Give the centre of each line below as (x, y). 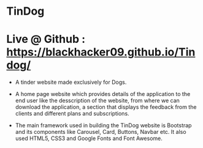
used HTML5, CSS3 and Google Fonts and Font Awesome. (89, 138)
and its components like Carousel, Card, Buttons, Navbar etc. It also (101, 132)
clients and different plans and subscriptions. (72, 114)
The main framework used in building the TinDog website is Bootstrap (103, 125)
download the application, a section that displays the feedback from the (106, 107)
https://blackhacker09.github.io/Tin (101, 52)
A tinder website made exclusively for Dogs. (71, 82)
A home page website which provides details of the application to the (103, 94)
